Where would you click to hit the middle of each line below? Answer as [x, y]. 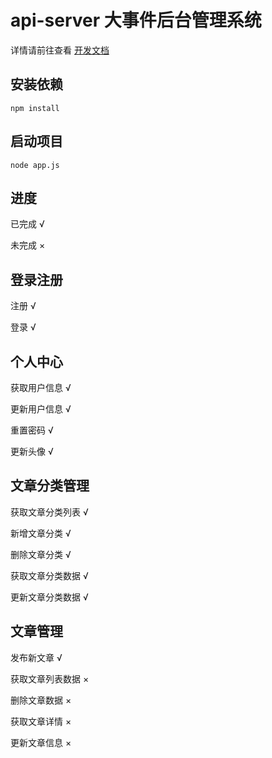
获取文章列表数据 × [50, 678]
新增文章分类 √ [41, 533]
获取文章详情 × [41, 721]
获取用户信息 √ [41, 387]
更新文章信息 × [41, 742]
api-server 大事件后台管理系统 [136, 20]
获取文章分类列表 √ [49, 512]
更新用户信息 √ [41, 409]
